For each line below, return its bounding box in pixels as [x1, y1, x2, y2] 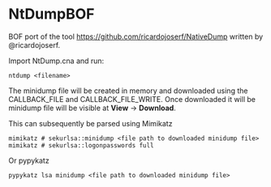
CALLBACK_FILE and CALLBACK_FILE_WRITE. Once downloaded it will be [8, 94, 256, 104]
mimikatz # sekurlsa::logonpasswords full [8, 141, 154, 150]
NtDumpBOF [8, 5, 95, 23]
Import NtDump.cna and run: [8, 56, 105, 66]
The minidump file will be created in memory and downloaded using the [8, 86, 248, 96]
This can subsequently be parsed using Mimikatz [8, 118, 173, 128]
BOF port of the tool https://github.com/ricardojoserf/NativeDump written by [8, 32, 264, 41]
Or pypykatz [8, 155, 50, 165]
